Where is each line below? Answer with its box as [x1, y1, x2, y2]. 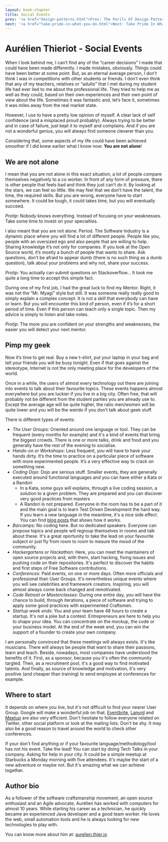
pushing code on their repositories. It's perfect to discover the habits [12, 560, 154, 566]
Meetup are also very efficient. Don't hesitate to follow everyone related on [5, 714, 159, 721]
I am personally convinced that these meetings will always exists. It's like [5, 639, 155, 645]
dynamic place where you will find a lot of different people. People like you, [5, 233, 160, 239]
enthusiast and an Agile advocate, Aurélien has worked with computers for [5, 800, 159, 806]
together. [5, 767, 24, 773]
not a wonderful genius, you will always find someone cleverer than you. [5, 128, 154, 134]
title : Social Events [5, 12, 50, 17]
